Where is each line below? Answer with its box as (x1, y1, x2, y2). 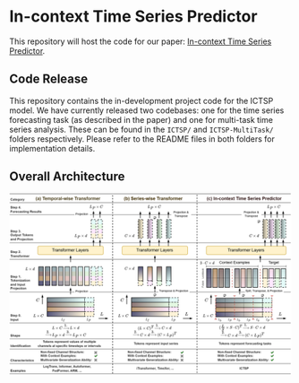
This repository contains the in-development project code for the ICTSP (9, 95, 274, 106)
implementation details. (9, 143, 96, 153)
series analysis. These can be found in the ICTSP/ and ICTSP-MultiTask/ (9, 124, 275, 135)
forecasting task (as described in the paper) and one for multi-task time (9, 114, 273, 125)
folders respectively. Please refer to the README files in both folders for (9, 133, 276, 144)
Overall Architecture (9, 169, 125, 185)
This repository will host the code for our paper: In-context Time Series (9, 36, 272, 47)
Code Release (9, 72, 89, 87)
